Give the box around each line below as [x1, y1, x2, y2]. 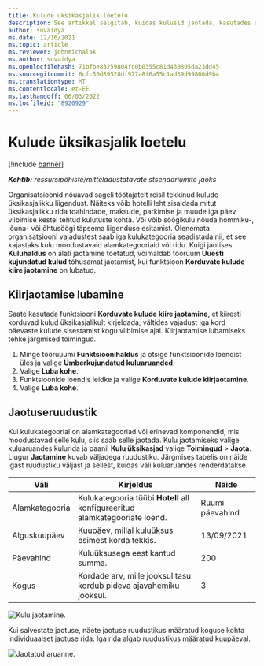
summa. [78, 557, 108, 568]
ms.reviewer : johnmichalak [8, 48, 97, 56]
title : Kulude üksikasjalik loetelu [8, 11, 128, 20]
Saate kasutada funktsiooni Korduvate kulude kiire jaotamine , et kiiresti [8, 309, 242, 318]
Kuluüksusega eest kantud [78, 547, 176, 558]
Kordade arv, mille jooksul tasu [78, 570, 192, 581]
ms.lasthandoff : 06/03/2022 [8, 92, 101, 100]
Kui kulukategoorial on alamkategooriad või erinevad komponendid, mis [8, 426, 240, 436]
